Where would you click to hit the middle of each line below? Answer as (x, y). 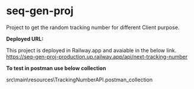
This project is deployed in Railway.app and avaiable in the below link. (91, 50)
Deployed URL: (25, 39)
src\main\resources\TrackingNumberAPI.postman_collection (79, 80)
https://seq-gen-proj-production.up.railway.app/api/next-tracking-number (97, 56)
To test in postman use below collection (56, 68)
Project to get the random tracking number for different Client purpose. (93, 27)
